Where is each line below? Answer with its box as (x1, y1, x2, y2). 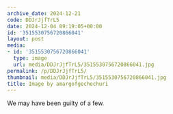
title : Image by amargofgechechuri (7, 80, 109, 87)
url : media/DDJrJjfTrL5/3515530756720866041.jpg (13, 61, 155, 68)
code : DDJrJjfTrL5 (7, 16, 59, 23)
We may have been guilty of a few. (7, 99, 105, 107)
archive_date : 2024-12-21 (7, 10, 81, 17)
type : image (13, 55, 48, 62)
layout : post (7, 36, 44, 43)
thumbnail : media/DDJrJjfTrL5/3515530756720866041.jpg (7, 73, 167, 81)
